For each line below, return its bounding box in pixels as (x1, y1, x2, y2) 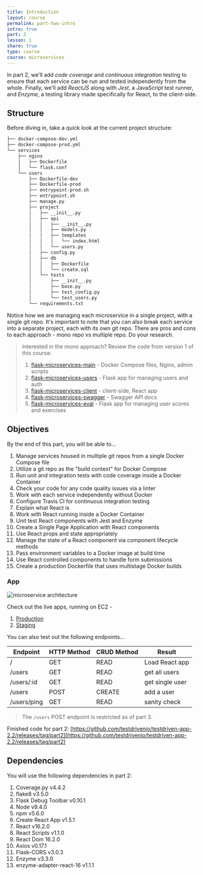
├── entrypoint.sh (29, 193, 76, 199)
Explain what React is (15, 504, 69, 511)
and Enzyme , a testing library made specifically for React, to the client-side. (7, 90, 198, 98)
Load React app (144, 658, 190, 666)
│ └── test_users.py (29, 295, 98, 301)
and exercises (30, 406, 66, 413)
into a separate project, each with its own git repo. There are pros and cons (7, 324, 196, 332)
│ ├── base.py (29, 284, 81, 290)
